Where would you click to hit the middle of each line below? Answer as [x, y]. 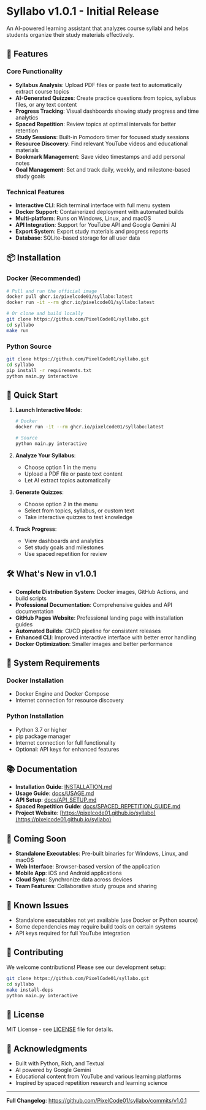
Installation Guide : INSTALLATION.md [63, 787]
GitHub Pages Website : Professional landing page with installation [99, 618]
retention [27, 131]
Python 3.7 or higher [41, 729]
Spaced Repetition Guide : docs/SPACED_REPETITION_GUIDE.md [98, 807]
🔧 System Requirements [53, 663]
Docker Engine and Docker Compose [62, 694]
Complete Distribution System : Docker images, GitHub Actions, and [102, 591]
